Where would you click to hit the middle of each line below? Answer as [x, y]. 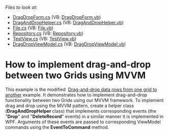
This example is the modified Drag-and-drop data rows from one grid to [81, 89]
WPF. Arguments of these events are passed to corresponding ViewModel [83, 122]
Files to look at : [21, 7]
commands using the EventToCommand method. [57, 127]
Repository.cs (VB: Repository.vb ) [48, 33]
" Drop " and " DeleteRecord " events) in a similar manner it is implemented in [84, 116]
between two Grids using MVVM [76, 75]
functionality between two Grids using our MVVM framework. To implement [84, 100]
